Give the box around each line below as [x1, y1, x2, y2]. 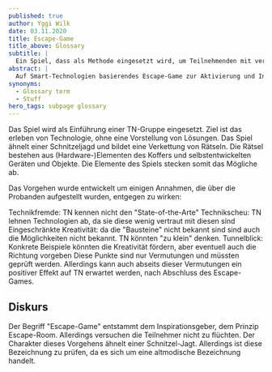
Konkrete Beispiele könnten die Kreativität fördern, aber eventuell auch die [8, 242, 257, 252]
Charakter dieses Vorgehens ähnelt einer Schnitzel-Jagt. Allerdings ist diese [8, 338, 263, 348]
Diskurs [8, 300, 49, 314]
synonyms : [8, 79, 42, 88]
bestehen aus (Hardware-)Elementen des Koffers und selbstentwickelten [8, 151, 252, 160]
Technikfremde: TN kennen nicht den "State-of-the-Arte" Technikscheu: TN [8, 207, 261, 217]
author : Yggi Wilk [8, 19, 70, 28]
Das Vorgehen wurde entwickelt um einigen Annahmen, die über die [8, 183, 236, 193]
